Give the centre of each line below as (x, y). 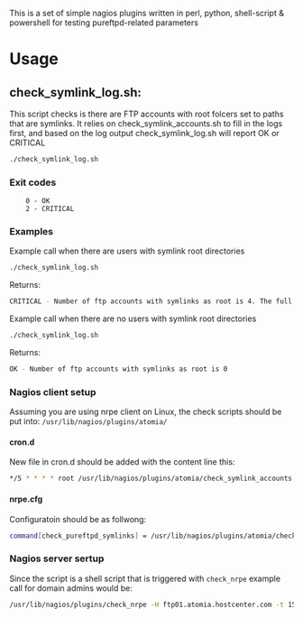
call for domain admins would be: (71, 588)
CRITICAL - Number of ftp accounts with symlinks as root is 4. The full (151, 301)
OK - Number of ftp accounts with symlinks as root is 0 (119, 369)
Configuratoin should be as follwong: (78, 519)
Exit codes (33, 182)
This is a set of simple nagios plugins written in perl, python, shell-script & (147, 13)
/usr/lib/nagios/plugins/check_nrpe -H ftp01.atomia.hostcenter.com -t (147, 604)
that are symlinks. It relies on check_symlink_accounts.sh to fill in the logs (146, 124)
